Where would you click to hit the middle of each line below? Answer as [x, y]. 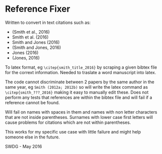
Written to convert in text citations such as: [48, 22]
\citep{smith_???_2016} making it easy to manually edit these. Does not [77, 92]
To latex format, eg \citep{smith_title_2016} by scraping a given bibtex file [81, 67]
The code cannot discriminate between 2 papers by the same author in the [80, 82]
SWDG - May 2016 [24, 146]
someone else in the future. [32, 137]
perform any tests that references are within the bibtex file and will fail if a [79, 97]
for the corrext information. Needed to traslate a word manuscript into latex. [81, 72]
